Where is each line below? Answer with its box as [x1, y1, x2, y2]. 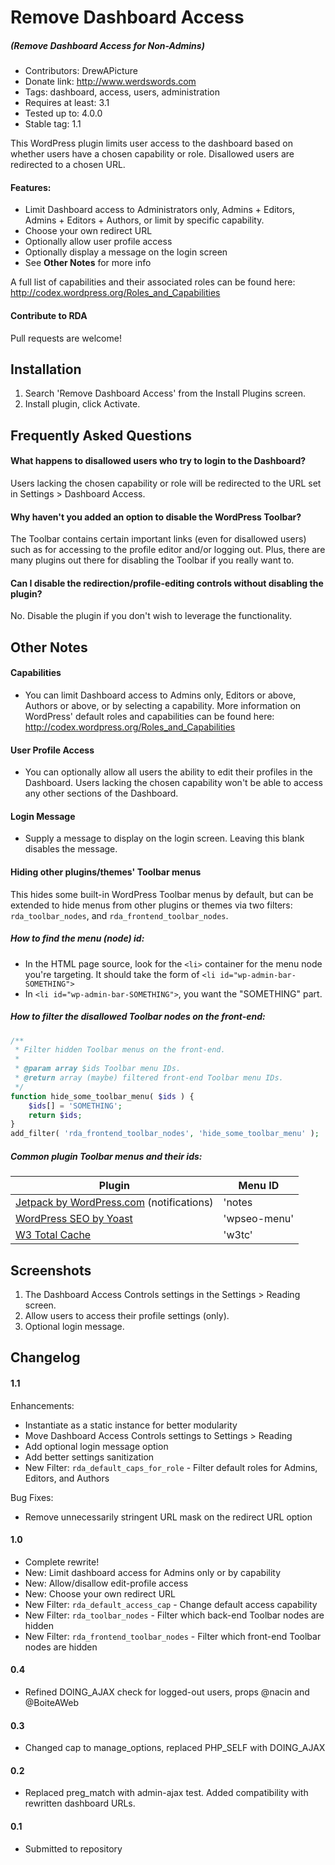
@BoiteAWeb [24, 1696, 80, 1708]
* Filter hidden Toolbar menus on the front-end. [14, 1045, 226, 1055]
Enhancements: [10, 1399, 75, 1411]
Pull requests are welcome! [10, 332, 122, 344]
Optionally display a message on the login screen [24, 246, 228, 258]
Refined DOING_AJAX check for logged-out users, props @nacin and [24, 1686, 310, 1698]
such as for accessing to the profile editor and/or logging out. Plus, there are [10, 544, 326, 556]
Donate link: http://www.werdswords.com [24, 76, 197, 88]
